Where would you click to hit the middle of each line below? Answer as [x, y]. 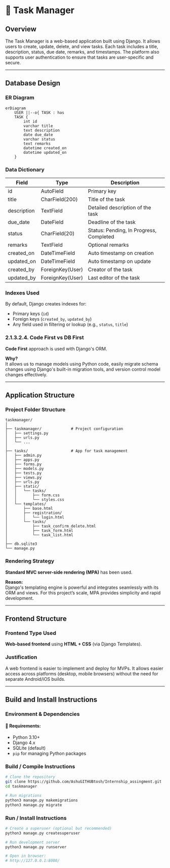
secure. [13, 62]
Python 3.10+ [26, 737]
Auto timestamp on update [119, 261]
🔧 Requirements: [23, 726]
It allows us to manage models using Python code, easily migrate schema [82, 364]
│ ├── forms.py [24, 464]
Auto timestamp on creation [121, 253]
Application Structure [40, 395]
